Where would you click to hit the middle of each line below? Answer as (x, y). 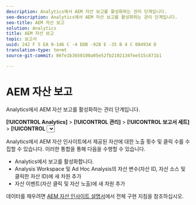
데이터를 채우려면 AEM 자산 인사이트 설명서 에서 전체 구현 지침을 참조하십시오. (95, 196)
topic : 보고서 (21, 39)
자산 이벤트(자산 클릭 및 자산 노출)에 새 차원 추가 (70, 183)
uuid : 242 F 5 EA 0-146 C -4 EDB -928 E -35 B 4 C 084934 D (82, 45)
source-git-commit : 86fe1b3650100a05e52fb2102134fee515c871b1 (84, 56)
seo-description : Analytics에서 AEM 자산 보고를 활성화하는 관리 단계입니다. (92, 17)
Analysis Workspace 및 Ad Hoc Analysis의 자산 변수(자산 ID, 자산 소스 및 (100, 168)
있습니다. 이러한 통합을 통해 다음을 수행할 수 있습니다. (84, 149)
